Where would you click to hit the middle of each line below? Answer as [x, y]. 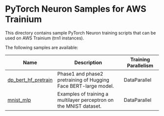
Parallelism [140, 65]
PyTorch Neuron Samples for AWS [76, 9]
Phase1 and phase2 [80, 74]
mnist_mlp [19, 100]
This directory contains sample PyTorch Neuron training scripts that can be [81, 33]
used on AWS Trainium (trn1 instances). [45, 38]
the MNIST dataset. [79, 106]
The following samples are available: [42, 47]
